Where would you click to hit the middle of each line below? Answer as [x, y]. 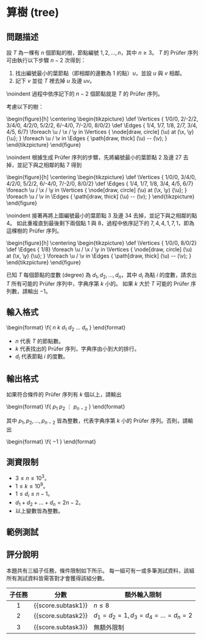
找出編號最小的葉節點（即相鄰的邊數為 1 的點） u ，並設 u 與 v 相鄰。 [100, 73]
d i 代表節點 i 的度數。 [42, 357]
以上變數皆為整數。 [39, 511]
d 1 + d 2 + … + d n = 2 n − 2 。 [49, 503]
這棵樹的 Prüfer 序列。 [34, 231]
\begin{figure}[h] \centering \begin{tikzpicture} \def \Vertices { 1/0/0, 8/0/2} [102, 243]
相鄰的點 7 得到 [63, 165]
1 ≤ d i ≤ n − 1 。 [34, 494]
